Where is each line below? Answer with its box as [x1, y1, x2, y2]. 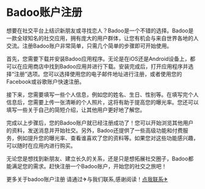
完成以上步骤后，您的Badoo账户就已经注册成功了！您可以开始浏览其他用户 [6, 119, 194, 126]
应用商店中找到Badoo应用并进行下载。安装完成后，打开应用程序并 [22, 62, 189, 70]
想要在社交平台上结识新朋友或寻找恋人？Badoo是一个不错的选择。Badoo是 [6, 27, 194, 34]
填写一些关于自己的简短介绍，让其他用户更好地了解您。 [6, 106, 145, 113]
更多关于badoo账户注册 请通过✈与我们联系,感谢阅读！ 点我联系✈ [6, 175, 168, 183]
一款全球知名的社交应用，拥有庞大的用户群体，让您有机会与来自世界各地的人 [6, 34, 199, 41]
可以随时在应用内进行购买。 [6, 141, 76, 149]
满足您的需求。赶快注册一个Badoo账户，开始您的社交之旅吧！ [11, 162, 167, 169]
